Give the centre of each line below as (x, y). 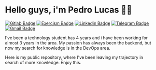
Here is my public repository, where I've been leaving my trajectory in (74, 57)
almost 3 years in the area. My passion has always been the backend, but (78, 42)
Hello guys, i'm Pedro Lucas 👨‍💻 (69, 10)
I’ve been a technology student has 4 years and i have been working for (77, 38)
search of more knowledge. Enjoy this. (43, 62)
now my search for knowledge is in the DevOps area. (58, 48)
